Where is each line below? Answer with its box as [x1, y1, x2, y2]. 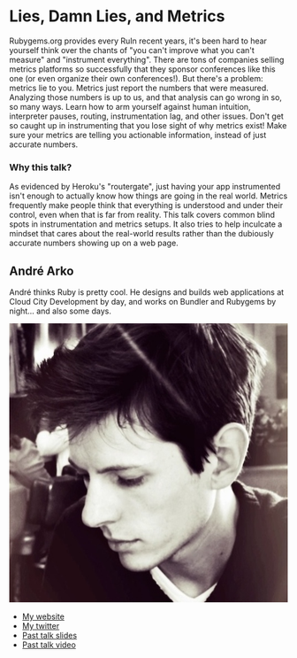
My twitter [21, 621, 60, 631]
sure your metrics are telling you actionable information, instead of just [9, 129, 267, 140]
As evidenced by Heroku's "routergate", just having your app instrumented [9, 182, 281, 192]
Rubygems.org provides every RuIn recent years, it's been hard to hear [9, 35, 268, 46]
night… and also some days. [9, 306, 112, 316]
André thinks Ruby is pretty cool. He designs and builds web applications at [9, 287, 285, 298]
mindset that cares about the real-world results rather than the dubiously [9, 228, 274, 239]
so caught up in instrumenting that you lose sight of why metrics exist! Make [9, 120, 287, 130]
